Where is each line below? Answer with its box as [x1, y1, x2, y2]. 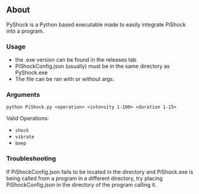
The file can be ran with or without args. [14, 76, 115, 83]
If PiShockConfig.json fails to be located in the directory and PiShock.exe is [6, 168, 194, 175]
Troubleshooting [6, 154, 56, 163]
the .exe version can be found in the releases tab [14, 56, 137, 63]
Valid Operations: [6, 115, 49, 122]
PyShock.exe [14, 69, 48, 76]
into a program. [6, 27, 45, 34]
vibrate [14, 134, 34, 140]
